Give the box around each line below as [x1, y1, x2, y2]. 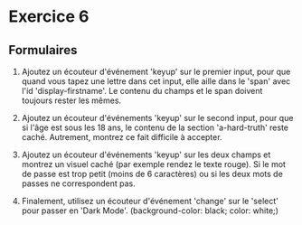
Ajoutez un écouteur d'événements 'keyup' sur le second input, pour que [21, 113, 294, 123]
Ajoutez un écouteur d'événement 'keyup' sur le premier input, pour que [21, 66, 291, 77]
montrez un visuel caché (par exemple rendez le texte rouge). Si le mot [21, 159, 287, 169]
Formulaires [8, 42, 78, 58]
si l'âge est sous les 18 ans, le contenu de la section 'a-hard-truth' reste [21, 122, 289, 133]
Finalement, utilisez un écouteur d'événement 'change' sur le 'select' [21, 196, 279, 206]
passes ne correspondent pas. [21, 178, 137, 189]
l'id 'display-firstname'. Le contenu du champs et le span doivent [21, 86, 263, 96]
